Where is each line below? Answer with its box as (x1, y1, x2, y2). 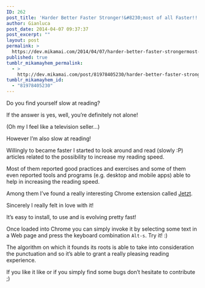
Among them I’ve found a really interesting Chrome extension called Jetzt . (6, 190, 193, 197)
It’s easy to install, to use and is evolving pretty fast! (6, 214, 137, 220)
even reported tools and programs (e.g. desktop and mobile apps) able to (6, 171, 191, 179)
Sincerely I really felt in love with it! (6, 202, 94, 209)
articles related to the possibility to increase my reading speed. (6, 153, 165, 160)
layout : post (6, 37, 40, 43)
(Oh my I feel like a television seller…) (6, 123, 100, 130)
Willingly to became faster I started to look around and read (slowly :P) (6, 147, 184, 154)
